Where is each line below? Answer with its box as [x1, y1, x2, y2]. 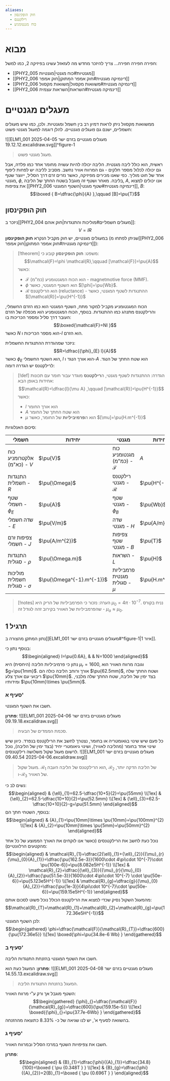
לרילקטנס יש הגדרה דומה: [5, 362, 55, 369]
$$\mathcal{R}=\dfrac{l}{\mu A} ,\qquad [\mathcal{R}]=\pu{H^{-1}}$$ [18, 385, 164, 392]
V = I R [78, 227, 92, 233]
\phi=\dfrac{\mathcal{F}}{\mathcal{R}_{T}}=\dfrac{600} [48, 926, 165, 932]
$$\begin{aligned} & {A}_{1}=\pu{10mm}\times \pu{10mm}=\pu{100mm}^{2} [6, 817, 164, 823]
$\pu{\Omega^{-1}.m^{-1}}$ [38, 576, 108, 583]
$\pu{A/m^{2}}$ [38, 537, 77, 544]
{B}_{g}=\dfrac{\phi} [105, 1065, 148, 1071]
